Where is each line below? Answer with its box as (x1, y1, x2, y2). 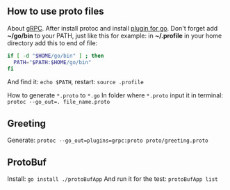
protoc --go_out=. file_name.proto (7, 99, 110, 106)
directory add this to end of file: (7, 38, 98, 47)
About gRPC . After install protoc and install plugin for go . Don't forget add (7, 24, 218, 32)
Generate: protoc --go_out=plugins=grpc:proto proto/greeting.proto (7, 136, 208, 145)
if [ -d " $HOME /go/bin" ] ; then (7, 52, 104, 59)
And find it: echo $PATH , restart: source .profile (7, 78, 144, 86)
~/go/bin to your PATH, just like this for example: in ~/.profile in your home (7, 31, 222, 40)
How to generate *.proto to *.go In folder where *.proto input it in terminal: (7, 91, 224, 100)
